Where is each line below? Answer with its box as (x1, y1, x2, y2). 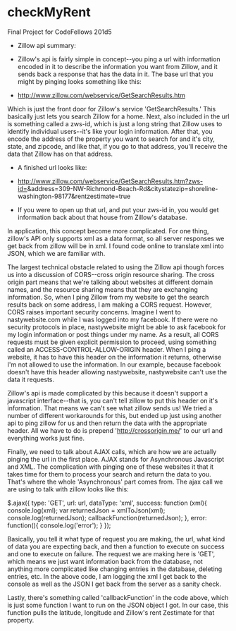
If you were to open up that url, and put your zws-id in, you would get (17, 205, 219, 214)
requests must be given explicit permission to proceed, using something (7, 338, 217, 346)
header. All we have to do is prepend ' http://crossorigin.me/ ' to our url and (7, 426, 223, 434)
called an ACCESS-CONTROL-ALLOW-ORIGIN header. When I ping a (7, 345, 206, 353)
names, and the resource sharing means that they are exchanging (7, 285, 199, 293)
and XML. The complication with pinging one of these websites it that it (7, 462, 213, 471)
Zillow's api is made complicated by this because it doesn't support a (7, 388, 209, 397)
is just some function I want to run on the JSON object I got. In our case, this (7, 601, 229, 609)
